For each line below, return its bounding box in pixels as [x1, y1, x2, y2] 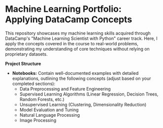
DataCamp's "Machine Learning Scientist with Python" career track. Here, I [5, 35, 158, 41]
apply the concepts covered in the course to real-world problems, [5, 40, 139, 46]
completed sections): [12, 80, 56, 87]
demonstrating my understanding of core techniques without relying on [5, 46, 150, 52]
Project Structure [5, 61, 41, 66]
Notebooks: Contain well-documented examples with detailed [12, 70, 139, 76]
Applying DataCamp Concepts [5, 14, 132, 25]
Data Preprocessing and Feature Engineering [19, 86, 111, 92]
